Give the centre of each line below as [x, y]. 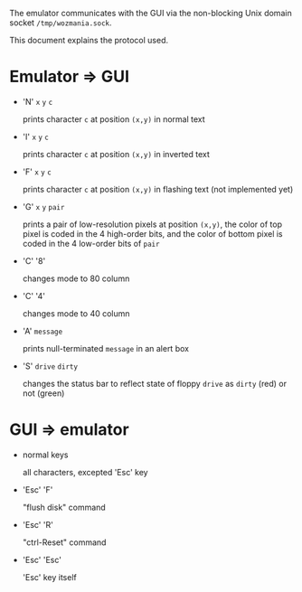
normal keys [45, 455]
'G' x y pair [43, 206]
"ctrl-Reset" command [64, 542]
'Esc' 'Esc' [42, 559]
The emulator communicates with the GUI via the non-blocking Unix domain [151, 13]
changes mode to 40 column [76, 313]
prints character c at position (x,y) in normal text [113, 119]
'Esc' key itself [49, 577]
